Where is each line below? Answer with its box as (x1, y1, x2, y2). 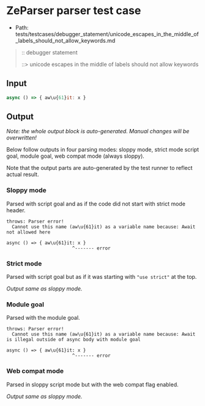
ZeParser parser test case (6, 4, 141, 18)
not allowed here (6, 229, 51, 235)
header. (6, 206, 26, 214)
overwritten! (6, 134, 37, 141)
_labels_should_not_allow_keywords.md (15, 37, 116, 44)
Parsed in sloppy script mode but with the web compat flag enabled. (6, 380, 179, 388)
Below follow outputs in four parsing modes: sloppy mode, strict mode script (6, 146, 199, 153)
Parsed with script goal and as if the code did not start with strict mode (6, 200, 185, 207)
